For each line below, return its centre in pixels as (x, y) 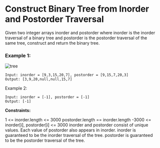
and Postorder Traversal (54, 19)
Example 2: (16, 88)
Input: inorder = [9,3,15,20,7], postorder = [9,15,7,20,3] (67, 75)
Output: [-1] (18, 101)
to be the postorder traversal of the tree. (45, 140)
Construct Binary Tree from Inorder (77, 9)
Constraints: (18, 111)
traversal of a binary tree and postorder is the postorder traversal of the (76, 38)
